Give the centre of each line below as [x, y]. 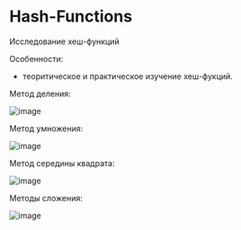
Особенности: [36, 58]
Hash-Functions [71, 17]
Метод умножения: [46, 128]
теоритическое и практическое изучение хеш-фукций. [128, 76]
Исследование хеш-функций [64, 41]
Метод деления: [40, 93]
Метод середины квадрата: [62, 163]
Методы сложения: [46, 198]
